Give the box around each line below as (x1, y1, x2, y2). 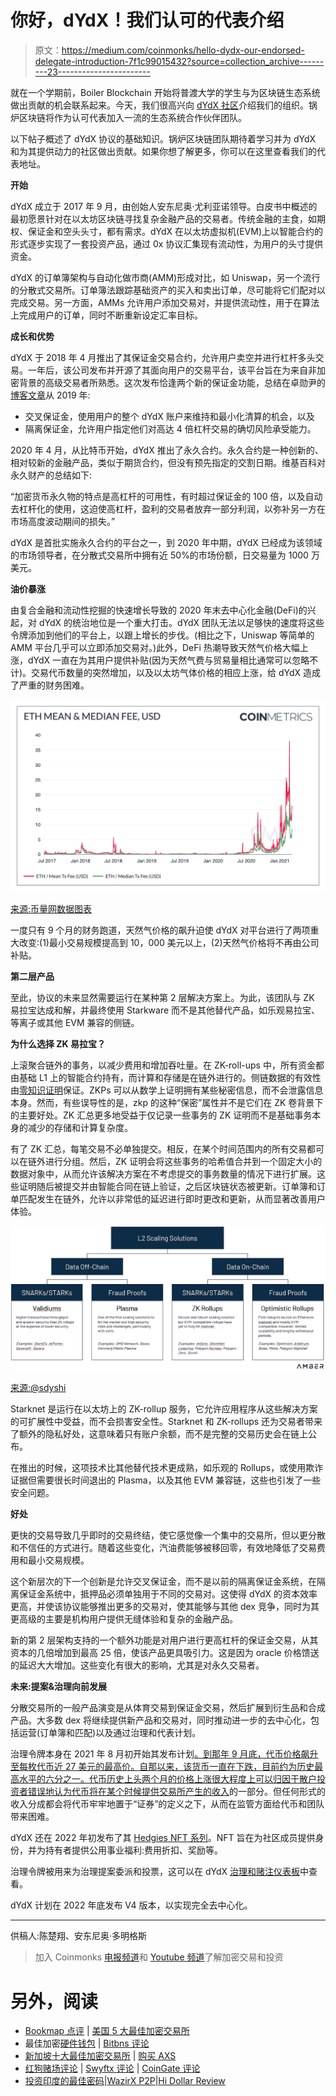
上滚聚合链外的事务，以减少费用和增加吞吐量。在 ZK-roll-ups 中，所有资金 (10, 1059, 316, 1071)
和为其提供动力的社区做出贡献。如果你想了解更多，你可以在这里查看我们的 (10, 145, 317, 157)
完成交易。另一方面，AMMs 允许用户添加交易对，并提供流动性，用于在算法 (10, 296, 320, 308)
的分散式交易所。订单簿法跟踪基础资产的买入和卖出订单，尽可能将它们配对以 (10, 284, 326, 296)
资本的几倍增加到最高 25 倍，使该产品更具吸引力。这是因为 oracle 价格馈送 (10, 1647, 320, 1659)
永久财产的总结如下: (10, 469, 93, 481)
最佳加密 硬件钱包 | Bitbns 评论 (24, 2037, 150, 2050)
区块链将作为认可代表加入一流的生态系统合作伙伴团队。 (18, 111, 247, 123)
